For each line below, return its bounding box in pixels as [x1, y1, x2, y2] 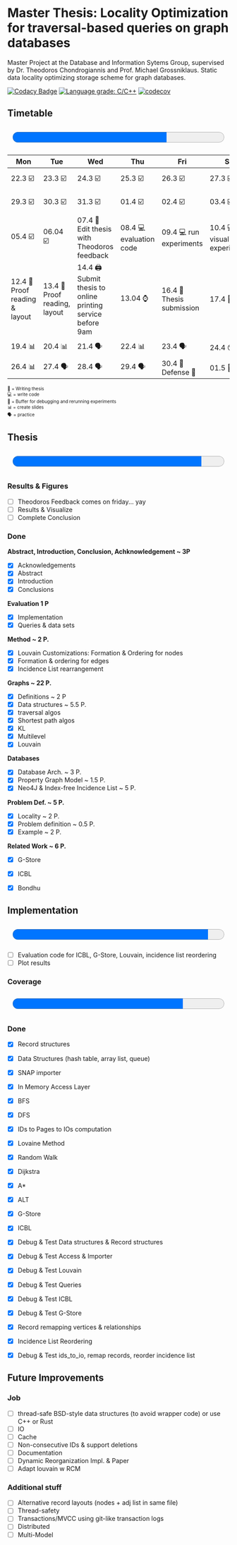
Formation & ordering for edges [17, 656, 109, 665]
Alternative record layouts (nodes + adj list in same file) [17, 1498, 178, 1507]
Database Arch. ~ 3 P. [17, 768, 82, 777]
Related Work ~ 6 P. [7, 842, 67, 850]
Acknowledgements [17, 561, 76, 569]
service [77, 309, 102, 319]
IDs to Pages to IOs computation [17, 1125, 111, 1133]
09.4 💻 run [161, 227, 200, 237]
